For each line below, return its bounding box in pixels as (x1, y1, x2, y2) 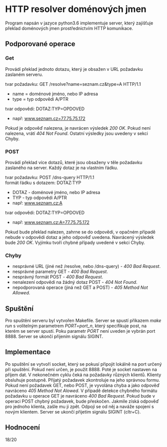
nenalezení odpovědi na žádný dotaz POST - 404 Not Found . (12, 279, 138, 285)
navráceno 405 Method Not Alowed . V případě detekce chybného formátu (5, 388, 158, 394)
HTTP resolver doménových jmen (5, 3, 147, 15)
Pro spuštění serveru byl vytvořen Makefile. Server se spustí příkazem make (5, 318, 162, 324)
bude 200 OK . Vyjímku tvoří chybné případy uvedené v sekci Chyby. (5, 239, 146, 245)
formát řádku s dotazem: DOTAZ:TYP (5, 180, 82, 186)
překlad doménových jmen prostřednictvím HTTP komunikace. (5, 25, 133, 31)
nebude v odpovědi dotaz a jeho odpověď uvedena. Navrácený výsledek (5, 234, 154, 240)
